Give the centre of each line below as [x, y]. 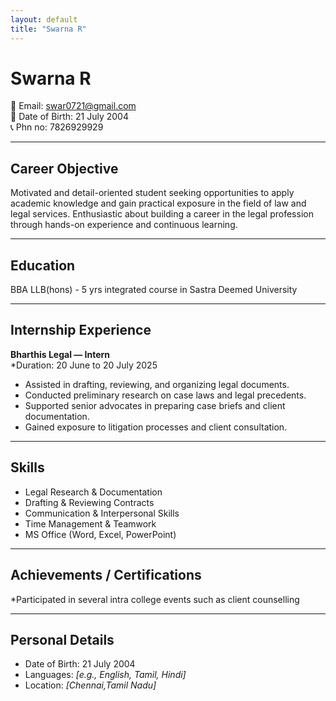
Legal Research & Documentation [93, 492]
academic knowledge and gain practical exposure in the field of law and [158, 203]
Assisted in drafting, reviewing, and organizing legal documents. [157, 384]
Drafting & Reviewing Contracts [89, 502]
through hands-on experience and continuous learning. [124, 225]
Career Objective [64, 168]
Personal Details [62, 639]
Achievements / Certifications [106, 575]
